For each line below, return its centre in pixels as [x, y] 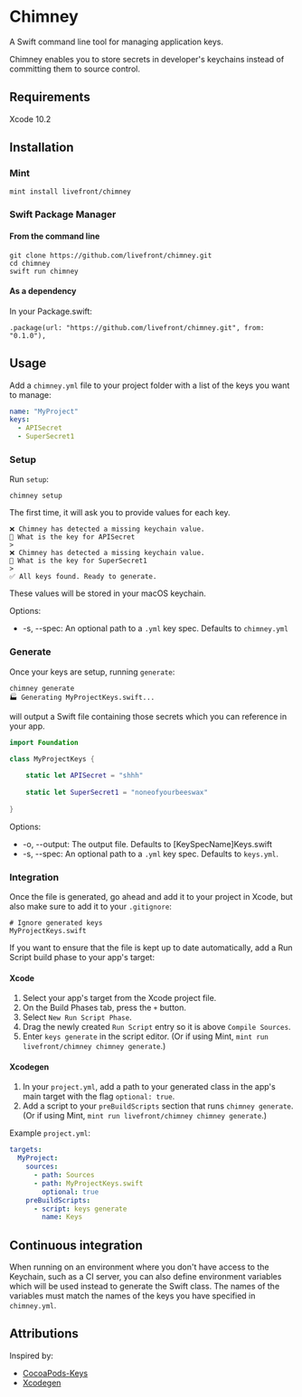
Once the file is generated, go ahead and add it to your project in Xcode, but [151, 896]
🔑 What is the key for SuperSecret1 [78, 561]
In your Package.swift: [51, 311]
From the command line [55, 236]
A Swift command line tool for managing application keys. [117, 42]
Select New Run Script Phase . [77, 1017]
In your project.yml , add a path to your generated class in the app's [149, 1087]
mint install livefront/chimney [70, 192]
